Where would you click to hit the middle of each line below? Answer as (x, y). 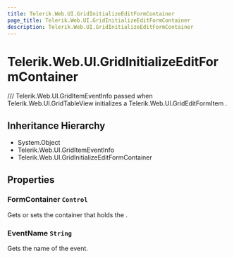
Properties (31, 180)
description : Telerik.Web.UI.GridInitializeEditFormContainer (100, 27)
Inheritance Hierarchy (56, 125)
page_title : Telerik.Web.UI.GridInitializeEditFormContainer (99, 20)
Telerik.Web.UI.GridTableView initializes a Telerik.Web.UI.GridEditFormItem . (117, 103)
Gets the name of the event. (48, 249)
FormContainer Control (48, 200)
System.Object (39, 143)
